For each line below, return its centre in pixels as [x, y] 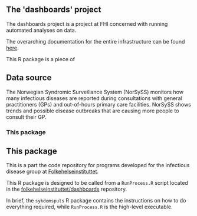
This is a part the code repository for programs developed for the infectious [98, 165]
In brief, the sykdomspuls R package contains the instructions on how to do [96, 201]
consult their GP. [27, 117]
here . [12, 48]
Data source [29, 78]
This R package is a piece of [41, 59]
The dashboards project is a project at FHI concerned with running [87, 24]
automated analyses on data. [41, 30]
